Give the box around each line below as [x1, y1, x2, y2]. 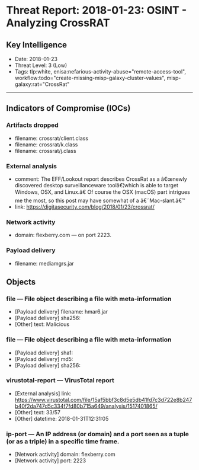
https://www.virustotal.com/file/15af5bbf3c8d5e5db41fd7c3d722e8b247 [14, 396, 192, 403]
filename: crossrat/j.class [14, 147, 76, 154]
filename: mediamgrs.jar [14, 260, 74, 267]
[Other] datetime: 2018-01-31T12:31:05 [14, 415, 109, 422]
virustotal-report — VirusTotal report [6, 376, 114, 385]
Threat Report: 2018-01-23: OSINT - [6, 4, 187, 17]
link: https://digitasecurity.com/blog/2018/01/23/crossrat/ [14, 203, 155, 210]
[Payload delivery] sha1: [14, 349, 73, 356]
